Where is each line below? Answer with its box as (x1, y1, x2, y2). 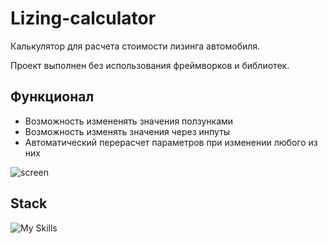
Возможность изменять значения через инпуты (24, 125, 231, 137)
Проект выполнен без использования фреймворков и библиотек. (10, 59, 290, 71)
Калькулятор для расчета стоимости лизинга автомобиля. (10, 40, 261, 52)
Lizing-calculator (10, 7, 157, 30)
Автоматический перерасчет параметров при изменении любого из (24, 136, 318, 148)
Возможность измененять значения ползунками (24, 115, 234, 127)
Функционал (10, 88, 95, 106)
